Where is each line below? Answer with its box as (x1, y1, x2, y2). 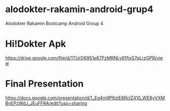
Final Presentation (5, 78, 84, 90)
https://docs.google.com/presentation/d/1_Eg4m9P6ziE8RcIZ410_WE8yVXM (5, 95, 165, 101)
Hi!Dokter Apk (5, 38, 66, 50)
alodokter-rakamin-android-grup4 (5, 4, 154, 15)
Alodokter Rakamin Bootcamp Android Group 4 (5, 20, 104, 26)
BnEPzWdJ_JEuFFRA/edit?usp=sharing (5, 100, 87, 106)
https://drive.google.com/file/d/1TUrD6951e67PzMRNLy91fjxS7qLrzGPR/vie (5, 55, 163, 61)
